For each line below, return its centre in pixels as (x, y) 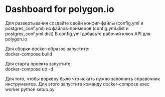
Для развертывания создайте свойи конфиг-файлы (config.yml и (74, 23)
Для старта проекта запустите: (38, 63)
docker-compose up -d (29, 69)
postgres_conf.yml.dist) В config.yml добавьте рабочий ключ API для (78, 33)
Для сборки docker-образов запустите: (47, 48)
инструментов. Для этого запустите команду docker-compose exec (77, 84)
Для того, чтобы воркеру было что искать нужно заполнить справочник (83, 78)
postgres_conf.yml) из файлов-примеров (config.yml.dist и (67, 28)
